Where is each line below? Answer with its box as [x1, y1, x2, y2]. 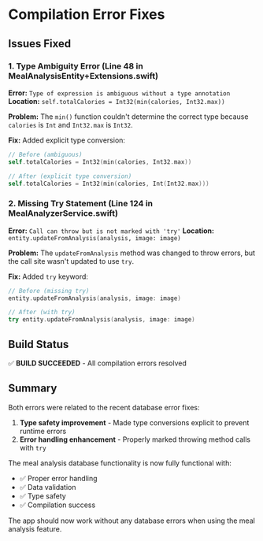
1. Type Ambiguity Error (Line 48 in [8, 61, 143, 72]
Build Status [8, 337, 69, 351]
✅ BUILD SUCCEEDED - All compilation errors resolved [8, 358, 187, 368]
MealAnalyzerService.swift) [8, 208, 118, 219]
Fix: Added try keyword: [8, 272, 89, 281]
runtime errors [19, 426, 67, 435]
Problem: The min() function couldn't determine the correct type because [8, 112, 249, 121]
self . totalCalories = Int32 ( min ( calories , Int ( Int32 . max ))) [8, 180, 210, 187]
